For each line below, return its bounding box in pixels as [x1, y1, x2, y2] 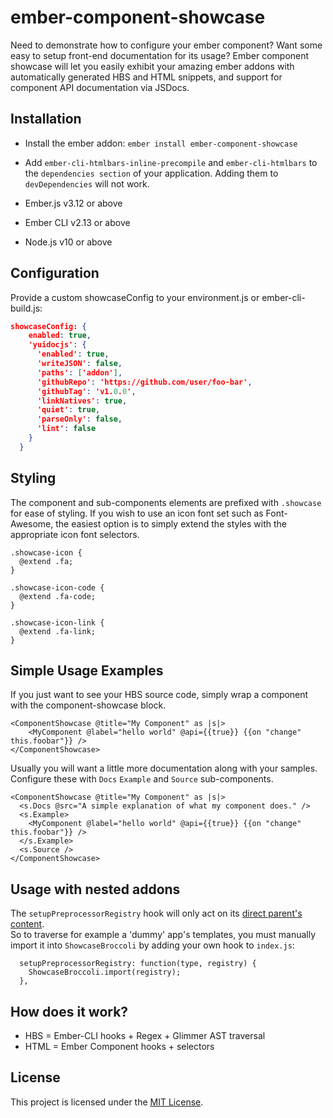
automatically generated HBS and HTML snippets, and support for [10, 71, 283, 83]
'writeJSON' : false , [36, 359, 123, 369]
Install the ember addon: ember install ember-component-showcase [24, 137, 298, 149]
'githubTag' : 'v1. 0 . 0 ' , [36, 386, 137, 396]
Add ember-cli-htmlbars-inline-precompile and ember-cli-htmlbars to [24, 156, 318, 168]
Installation [10, 111, 82, 128]
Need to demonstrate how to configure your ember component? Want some [10, 39, 323, 51]
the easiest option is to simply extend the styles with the [55, 517, 287, 530]
